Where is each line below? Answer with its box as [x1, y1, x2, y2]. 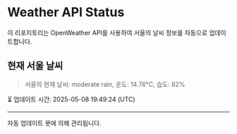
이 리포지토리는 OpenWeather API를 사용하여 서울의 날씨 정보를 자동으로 [7, 28, 208, 37]
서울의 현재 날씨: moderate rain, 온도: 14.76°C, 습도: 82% [24, 80, 186, 88]
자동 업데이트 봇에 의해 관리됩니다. [7, 118, 102, 127]
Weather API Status [7, 4, 125, 20]
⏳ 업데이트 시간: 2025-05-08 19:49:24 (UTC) [7, 95, 135, 103]
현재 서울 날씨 [7, 60, 63, 72]
